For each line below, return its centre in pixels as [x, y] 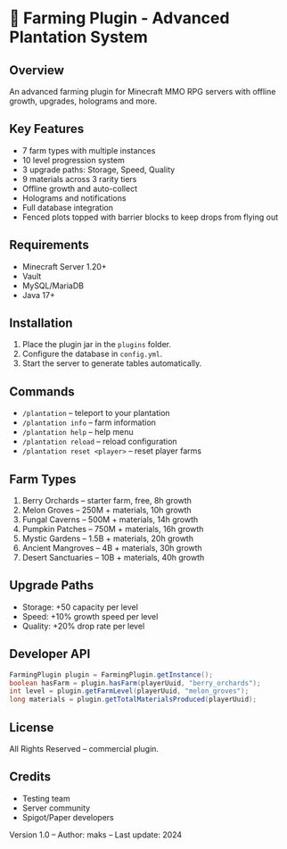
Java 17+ [38, 295]
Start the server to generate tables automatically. [112, 363]
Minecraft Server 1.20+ [64, 266]
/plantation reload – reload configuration [99, 442]
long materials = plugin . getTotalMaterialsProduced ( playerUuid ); [133, 700]
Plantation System [79, 37]
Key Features [47, 129]
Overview [37, 70]
